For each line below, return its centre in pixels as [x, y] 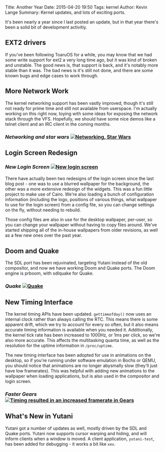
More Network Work [37, 91]
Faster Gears [21, 394]
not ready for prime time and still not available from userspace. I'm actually [81, 108]
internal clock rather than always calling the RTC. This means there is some [82, 319]
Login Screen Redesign [41, 153]
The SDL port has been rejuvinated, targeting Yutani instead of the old [76, 263]
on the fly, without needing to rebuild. [43, 210]
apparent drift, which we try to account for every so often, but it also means [82, 325]
